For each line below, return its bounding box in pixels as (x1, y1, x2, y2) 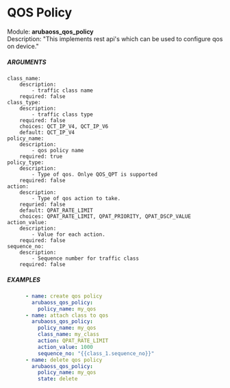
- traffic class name (31, 87, 94, 94)
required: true (19, 153, 63, 160)
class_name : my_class (37, 331, 99, 338)
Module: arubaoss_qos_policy (7, 27, 94, 36)
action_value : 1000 (37, 343, 94, 350)
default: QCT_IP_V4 (19, 129, 75, 136)
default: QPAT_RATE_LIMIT (19, 207, 94, 214)
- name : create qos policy (25, 293, 103, 300)
